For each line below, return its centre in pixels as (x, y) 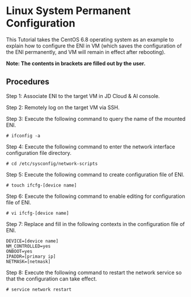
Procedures (28, 82)
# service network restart (39, 289)
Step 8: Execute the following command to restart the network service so (94, 272)
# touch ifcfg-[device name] (41, 185)
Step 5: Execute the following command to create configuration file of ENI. (95, 174)
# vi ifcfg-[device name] (37, 213)
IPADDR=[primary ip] (31, 256)
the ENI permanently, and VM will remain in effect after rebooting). (86, 52)
